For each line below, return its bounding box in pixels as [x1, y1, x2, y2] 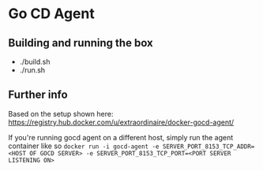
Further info [8, 88, 69, 102]
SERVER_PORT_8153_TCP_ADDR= [162, 143, 255, 151]
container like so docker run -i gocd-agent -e [8, 141, 160, 151]
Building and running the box [8, 36, 154, 50]
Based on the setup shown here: [8, 109, 114, 118]
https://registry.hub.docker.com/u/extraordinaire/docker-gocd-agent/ [8, 117, 235, 127]
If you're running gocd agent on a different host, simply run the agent [8, 132, 234, 142]
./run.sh [19, 65, 46, 75]
